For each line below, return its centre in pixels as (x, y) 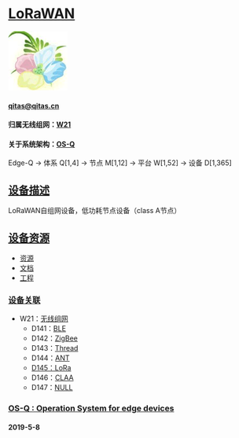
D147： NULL (52, 388)
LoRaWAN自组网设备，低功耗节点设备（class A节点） (95, 211)
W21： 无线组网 (44, 318)
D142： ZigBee (55, 338)
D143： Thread (55, 348)
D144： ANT (50, 358)
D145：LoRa (51, 368)
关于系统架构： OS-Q (42, 144)
